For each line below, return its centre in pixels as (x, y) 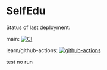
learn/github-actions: (32, 50)
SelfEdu (26, 11)
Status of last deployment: (38, 27)
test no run (19, 62)
